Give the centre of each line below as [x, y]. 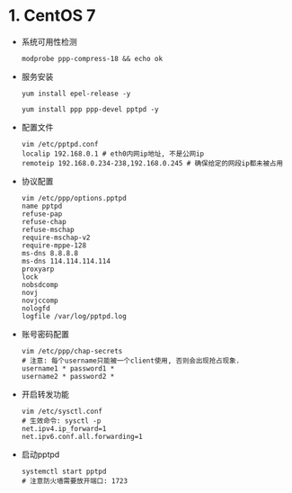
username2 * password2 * [68, 376]
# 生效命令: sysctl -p [61, 421]
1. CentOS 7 [52, 16]
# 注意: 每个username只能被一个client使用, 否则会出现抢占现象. [130, 361]
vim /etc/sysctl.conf [62, 411]
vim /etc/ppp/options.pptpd [74, 198]
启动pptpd [40, 454]
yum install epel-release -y [76, 94]
